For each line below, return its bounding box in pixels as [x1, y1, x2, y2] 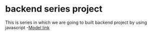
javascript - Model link [5, 24, 50, 30]
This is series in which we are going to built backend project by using [5, 19, 148, 25]
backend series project [5, 3, 103, 15]
